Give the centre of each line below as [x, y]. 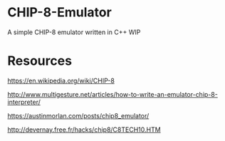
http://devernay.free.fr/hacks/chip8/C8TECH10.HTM [84, 130]
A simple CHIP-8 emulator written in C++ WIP [74, 32]
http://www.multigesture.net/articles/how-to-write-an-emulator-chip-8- [113, 94]
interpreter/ [24, 102]
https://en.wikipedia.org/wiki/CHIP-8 [61, 80]
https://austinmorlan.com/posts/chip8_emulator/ [78, 115]
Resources [40, 61]
